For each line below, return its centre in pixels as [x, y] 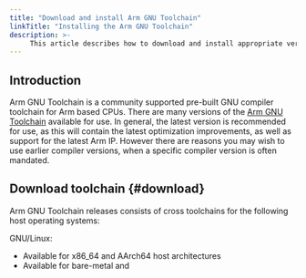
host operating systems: [55, 221]
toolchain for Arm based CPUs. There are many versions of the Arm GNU [147, 112]
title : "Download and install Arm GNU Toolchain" [106, 18]
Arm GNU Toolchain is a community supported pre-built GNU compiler [142, 102]
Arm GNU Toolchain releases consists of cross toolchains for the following [149, 211]
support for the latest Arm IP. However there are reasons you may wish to [147, 141]
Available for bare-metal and [76, 265]
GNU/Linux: [31, 238]
